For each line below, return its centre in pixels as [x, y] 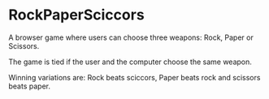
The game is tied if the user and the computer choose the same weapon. [130, 62]
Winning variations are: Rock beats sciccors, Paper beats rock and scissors [134, 77]
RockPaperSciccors [76, 15]
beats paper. [30, 86]
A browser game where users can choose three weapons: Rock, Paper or [131, 37]
